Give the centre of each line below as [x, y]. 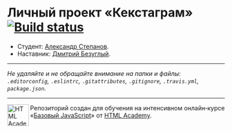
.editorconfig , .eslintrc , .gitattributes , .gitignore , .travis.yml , [103, 81]
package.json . [27, 88]
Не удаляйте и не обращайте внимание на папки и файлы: [94, 73]
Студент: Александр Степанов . [63, 46]
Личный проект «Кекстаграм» [100, 13]
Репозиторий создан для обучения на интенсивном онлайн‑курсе [127, 108]
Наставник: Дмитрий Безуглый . [64, 54]
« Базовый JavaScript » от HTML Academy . [91, 115]
